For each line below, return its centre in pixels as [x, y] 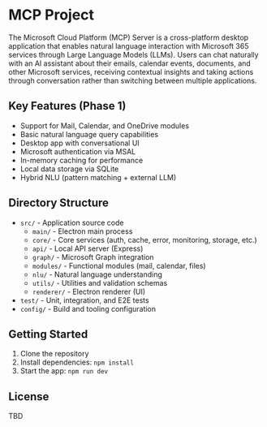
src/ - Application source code [72, 222]
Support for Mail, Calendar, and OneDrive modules [104, 125]
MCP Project [52, 15]
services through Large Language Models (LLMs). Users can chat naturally [133, 54]
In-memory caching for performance [82, 160]
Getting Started [48, 334]
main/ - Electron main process [82, 231]
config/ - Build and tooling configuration [88, 308]
